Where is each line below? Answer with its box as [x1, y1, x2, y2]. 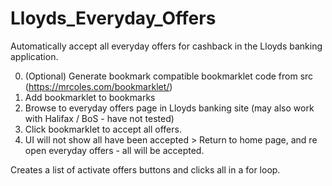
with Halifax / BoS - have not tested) [24, 112, 175, 124]
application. [10, 50, 59, 62]
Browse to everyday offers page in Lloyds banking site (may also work [24, 102, 315, 114]
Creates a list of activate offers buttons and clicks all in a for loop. [10, 163, 281, 176]
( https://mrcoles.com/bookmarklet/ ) [24, 80, 173, 92]
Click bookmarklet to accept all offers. [24, 123, 182, 135]
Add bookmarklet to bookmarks [24, 91, 156, 103]
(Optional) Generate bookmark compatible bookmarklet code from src [24, 70, 314, 82]
